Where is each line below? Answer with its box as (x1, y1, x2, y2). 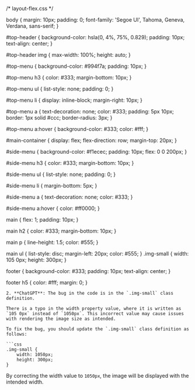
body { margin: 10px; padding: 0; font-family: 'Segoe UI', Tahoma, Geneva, (6, 16, 185, 23)
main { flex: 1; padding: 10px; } (6, 216, 79, 223)
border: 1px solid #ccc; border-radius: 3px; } (6, 114, 113, 121)
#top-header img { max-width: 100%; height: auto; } (6, 51, 131, 58)
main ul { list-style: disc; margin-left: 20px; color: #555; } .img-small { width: (6, 250, 189, 257)
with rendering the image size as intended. (6, 316, 116, 322)
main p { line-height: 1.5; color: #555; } (6, 239, 99, 246)
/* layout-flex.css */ (6, 5, 54, 12)
